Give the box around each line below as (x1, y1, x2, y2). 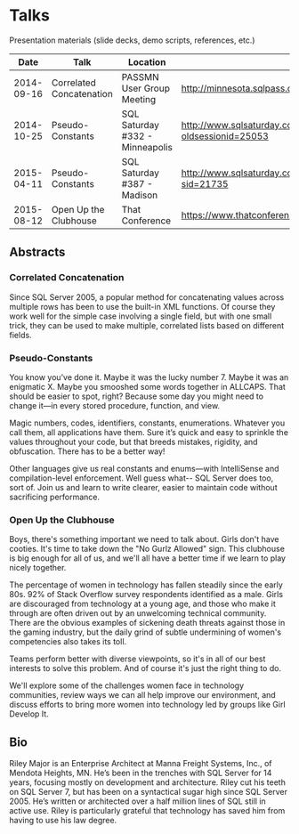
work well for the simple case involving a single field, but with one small (9, 311, 272, 321)
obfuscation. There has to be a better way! (9, 446, 166, 457)
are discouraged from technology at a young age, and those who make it (9, 598, 276, 610)
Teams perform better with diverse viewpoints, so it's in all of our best (9, 653, 266, 664)
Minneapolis (121, 141, 174, 153)
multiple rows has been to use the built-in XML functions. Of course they (9, 301, 276, 312)
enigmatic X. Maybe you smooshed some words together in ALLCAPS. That (9, 381, 287, 392)
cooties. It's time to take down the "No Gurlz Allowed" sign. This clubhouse (9, 544, 285, 555)
